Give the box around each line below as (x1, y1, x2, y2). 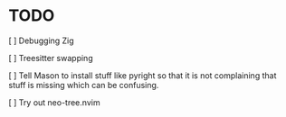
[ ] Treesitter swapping (8, 52, 93, 63)
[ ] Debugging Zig (8, 35, 74, 46)
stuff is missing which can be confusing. (8, 79, 159, 90)
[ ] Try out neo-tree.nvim (8, 96, 100, 108)
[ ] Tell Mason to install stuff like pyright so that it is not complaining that (8, 69, 277, 81)
